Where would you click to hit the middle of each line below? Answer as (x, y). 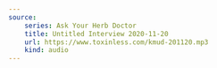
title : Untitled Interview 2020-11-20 (96, 34)
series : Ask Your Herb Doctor (81, 26)
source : (23, 17)
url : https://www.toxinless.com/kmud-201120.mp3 (117, 42)
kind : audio (46, 50)
